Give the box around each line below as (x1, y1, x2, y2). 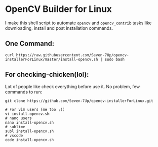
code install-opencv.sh (5, 137, 54, 142)
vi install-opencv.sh (5, 111, 50, 116)
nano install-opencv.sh (5, 120, 54, 125)
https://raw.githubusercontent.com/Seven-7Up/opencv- (16, 52, 129, 57)
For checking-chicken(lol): (5, 70, 89, 79)
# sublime (5, 124, 26, 129)
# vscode (5, 133, 23, 138)
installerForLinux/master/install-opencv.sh (5, 57, 98, 62)
